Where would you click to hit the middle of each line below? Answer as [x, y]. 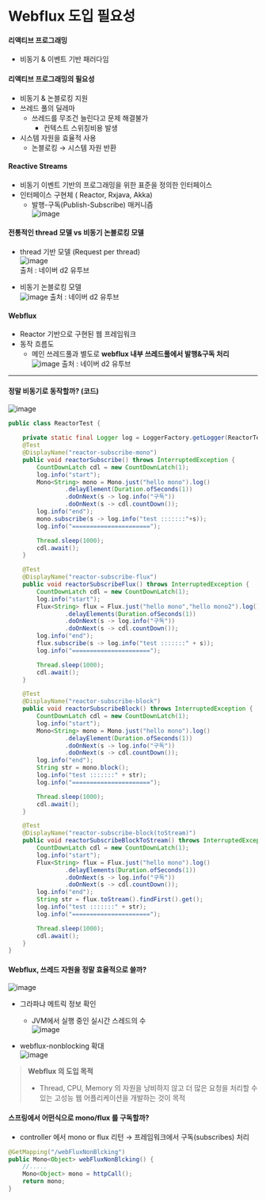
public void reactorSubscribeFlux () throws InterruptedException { [136, 585]
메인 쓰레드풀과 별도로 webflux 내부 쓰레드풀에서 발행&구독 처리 [130, 354]
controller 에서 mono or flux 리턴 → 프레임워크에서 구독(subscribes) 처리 [134, 1137]
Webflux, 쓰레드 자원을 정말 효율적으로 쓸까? [78, 969]
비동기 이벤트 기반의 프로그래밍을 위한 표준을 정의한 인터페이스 [116, 185]
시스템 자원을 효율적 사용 [58, 138]
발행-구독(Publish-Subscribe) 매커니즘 [92, 204]
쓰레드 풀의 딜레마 [47, 108]
